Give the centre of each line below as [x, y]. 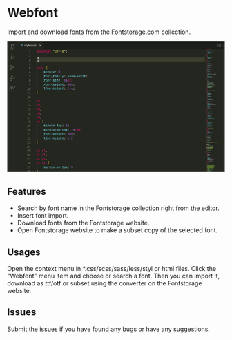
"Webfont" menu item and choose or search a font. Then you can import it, [114, 276]
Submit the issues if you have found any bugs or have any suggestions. [109, 329]
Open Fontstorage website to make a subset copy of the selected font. [117, 230]
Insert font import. [43, 216]
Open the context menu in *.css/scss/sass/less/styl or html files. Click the [112, 268]
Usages [24, 252]
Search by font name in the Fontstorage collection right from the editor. [118, 208]
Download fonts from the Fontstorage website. [83, 223]
